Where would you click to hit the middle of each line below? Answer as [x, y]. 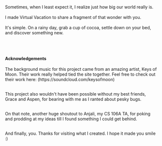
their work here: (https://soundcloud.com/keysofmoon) [60, 80]
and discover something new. [34, 33]
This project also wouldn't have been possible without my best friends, [75, 94]
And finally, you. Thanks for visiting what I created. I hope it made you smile [80, 133]
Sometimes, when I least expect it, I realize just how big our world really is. [79, 7]
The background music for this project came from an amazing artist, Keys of [81, 69]
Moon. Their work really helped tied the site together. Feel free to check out [80, 74]
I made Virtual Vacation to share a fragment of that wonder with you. [73, 17]
